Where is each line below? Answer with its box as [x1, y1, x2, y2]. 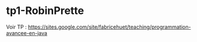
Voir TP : [6, 23, 27, 30]
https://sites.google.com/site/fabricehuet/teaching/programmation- [28, 23, 191, 30]
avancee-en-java [6, 29, 47, 36]
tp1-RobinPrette [6, 4, 84, 17]
